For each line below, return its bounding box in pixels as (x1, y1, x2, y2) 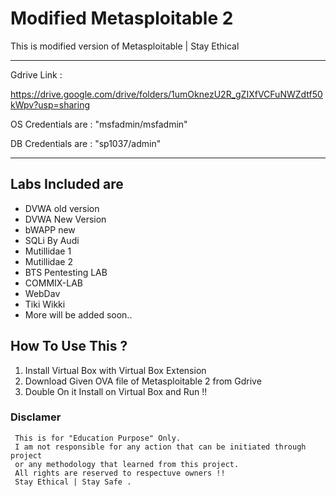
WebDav (24, 287, 61, 299)
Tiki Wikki (24, 298, 66, 310)
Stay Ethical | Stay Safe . (14, 477, 132, 487)
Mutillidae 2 (24, 255, 73, 267)
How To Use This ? (10, 338, 128, 355)
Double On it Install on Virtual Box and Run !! (24, 385, 208, 397)
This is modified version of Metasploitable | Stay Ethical (10, 40, 240, 52)
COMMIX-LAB (24, 277, 84, 289)
